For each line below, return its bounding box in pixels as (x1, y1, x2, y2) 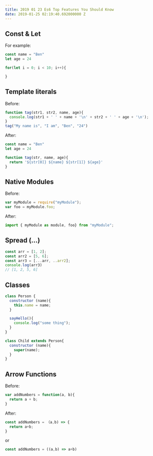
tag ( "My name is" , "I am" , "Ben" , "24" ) (5, 124, 88, 129)
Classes (5, 281, 30, 289)
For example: (5, 42, 32, 49)
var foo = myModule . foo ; (5, 205, 55, 209)
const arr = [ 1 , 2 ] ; (5, 249, 47, 254)
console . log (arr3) (5, 263, 42, 268)
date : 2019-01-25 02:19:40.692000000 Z (5, 12, 86, 17)
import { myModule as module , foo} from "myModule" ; (5, 223, 114, 228)
